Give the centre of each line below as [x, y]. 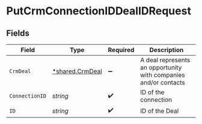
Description [167, 50]
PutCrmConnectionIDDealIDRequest [99, 11]
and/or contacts [163, 82]
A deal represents [165, 60]
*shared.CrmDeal [77, 71]
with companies [163, 75]
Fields [18, 33]
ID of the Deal [160, 111]
